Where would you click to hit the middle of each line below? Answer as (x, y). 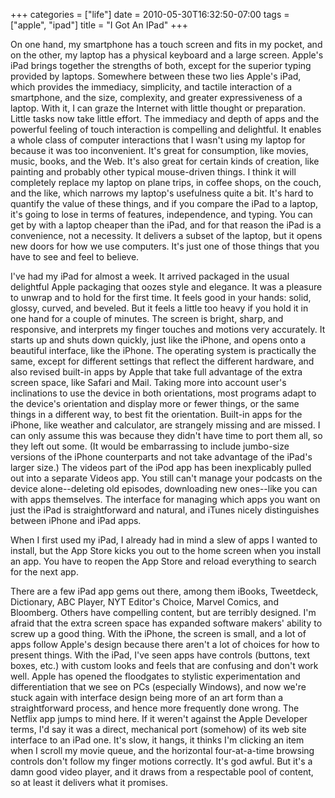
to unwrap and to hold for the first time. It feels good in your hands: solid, (161, 297)
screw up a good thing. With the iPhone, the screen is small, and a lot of (158, 633)
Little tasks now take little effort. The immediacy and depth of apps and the (165, 118)
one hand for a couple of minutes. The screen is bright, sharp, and (147, 318)
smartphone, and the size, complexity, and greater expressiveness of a (156, 97)
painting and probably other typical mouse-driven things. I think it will (153, 172)
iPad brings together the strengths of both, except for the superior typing (161, 65)
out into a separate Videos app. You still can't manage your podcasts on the (166, 478)
